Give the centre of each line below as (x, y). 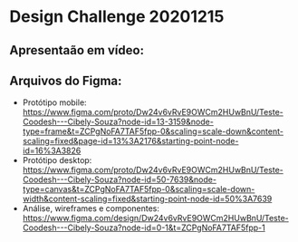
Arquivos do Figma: (66, 80)
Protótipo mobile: (55, 102)
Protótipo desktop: (57, 160)
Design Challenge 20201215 (117, 17)
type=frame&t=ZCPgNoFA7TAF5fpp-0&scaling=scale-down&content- (153, 131)
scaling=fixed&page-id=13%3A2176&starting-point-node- (130, 141)
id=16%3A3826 (52, 150)
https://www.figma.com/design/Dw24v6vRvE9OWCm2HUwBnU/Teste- (156, 218)
